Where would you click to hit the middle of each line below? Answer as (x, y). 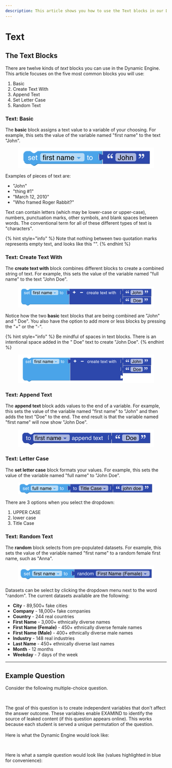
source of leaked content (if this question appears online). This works (79, 719)
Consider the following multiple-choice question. (57, 688)
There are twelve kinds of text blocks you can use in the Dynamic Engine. (83, 68)
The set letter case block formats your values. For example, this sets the (82, 470)
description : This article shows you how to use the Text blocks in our (84, 11)
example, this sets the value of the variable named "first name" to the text (83, 135)
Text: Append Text (29, 395)
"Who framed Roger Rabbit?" (43, 202)
